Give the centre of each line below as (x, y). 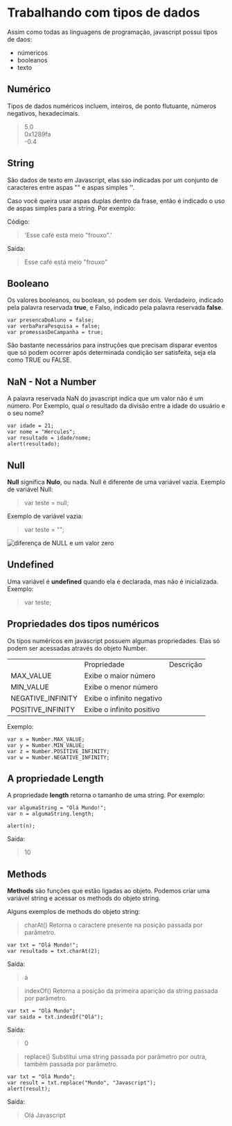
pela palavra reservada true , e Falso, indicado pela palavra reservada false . (115, 308)
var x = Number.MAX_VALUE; (46, 739)
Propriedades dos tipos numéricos (83, 624)
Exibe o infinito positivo (122, 710)
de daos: (20, 39)
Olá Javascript (45, 1115)
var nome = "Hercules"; (42, 432)
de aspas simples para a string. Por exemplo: (71, 208)
